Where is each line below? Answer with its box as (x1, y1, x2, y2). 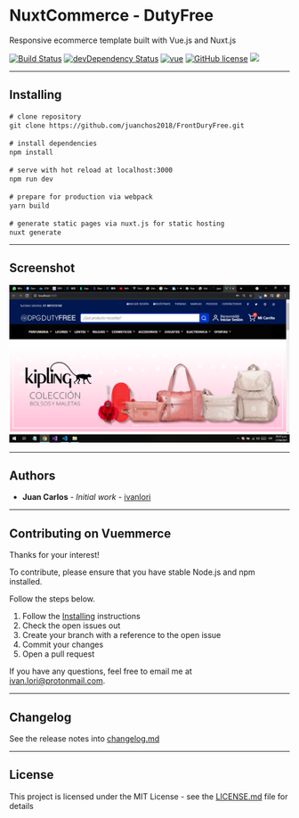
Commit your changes (21, 639, 104, 650)
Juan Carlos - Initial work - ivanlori (21, 492, 151, 503)
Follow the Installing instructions (21, 611, 141, 622)
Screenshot (9, 260, 76, 276)
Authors (9, 468, 56, 483)
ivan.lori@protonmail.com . (9, 675, 106, 686)
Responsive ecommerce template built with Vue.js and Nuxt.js (9, 35, 237, 45)
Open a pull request (21, 649, 95, 659)
